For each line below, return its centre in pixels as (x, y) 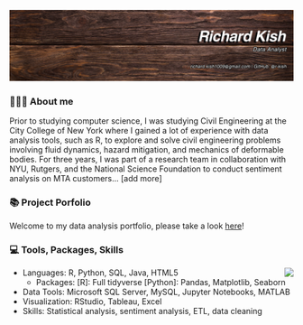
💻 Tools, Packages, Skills (67, 249)
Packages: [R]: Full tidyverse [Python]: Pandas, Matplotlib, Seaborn (161, 282)
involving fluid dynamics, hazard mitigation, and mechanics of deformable (147, 150)
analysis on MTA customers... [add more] (86, 179)
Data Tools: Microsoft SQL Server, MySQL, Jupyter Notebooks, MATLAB (156, 292)
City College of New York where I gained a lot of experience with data (139, 131)
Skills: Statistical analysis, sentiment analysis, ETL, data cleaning (142, 311)
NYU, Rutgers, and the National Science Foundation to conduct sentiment (146, 169)
